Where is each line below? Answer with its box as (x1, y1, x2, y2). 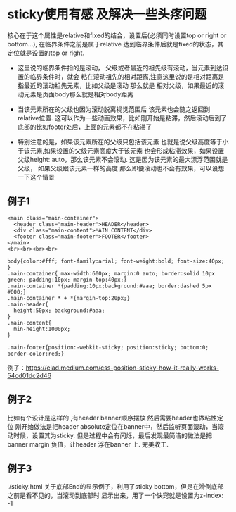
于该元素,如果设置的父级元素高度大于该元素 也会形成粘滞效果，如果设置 (17, 146, 225, 155)
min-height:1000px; (13, 325, 71, 332)
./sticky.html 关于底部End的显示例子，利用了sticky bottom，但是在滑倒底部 (7, 482, 224, 491)
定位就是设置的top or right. (7, 49, 85, 57)
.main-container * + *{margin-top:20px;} (7, 294, 131, 301)
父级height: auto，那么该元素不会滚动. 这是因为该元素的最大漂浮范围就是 (17, 155, 228, 163)
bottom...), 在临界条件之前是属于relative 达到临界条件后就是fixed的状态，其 (7, 39, 224, 48)
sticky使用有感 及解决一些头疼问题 (7, 6, 207, 23)
